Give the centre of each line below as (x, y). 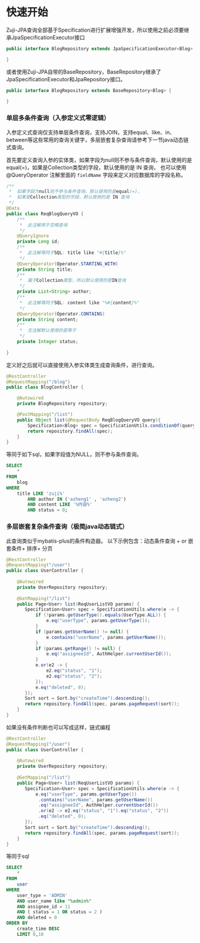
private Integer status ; (48, 342)
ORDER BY (17, 923)
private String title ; (45, 270)
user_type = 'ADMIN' (42, 895)
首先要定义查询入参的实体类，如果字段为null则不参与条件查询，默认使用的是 (99, 160)
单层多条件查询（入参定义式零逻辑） (58, 118)
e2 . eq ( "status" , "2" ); (74, 676)
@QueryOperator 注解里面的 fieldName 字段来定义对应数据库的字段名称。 (96, 174)
